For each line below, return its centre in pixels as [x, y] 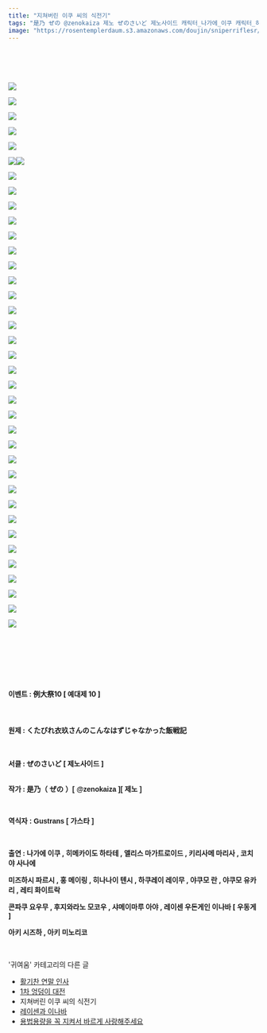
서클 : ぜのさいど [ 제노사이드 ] [56, 764]
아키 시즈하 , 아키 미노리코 [48, 933]
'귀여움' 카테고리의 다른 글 [48, 965]
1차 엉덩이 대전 [43, 992]
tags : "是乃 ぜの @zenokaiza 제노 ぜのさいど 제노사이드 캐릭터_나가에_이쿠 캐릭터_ [132, 23]
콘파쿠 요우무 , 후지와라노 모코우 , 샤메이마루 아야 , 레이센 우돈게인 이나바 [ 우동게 [132, 907]
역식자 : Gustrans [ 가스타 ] [51, 821]
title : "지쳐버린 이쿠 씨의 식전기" [60, 16]
